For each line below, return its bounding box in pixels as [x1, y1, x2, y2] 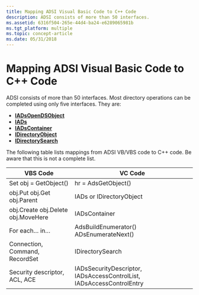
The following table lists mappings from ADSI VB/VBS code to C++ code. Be [6, 148, 192, 156]
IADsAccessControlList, [75, 271, 141, 280]
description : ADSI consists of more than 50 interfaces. [6, 14, 150, 20]
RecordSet [9, 255, 38, 263]
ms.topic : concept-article [6, 31, 73, 37]
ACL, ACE [9, 275, 36, 284]
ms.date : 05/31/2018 [6, 36, 57, 42]
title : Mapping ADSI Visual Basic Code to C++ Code [6, 8, 136, 15]
